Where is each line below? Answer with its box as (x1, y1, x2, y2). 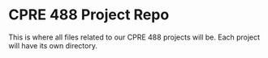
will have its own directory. (8, 40, 97, 50)
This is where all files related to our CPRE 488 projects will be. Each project (8, 32, 261, 42)
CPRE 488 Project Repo (8, 6, 170, 24)
